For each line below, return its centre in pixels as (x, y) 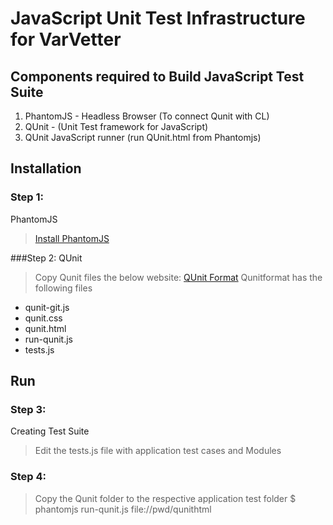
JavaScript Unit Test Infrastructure (158, 18)
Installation (46, 168)
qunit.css (43, 318)
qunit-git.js (47, 307)
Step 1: (27, 197)
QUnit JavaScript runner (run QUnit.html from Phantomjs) (143, 137)
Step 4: (28, 477)
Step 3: (28, 409)
